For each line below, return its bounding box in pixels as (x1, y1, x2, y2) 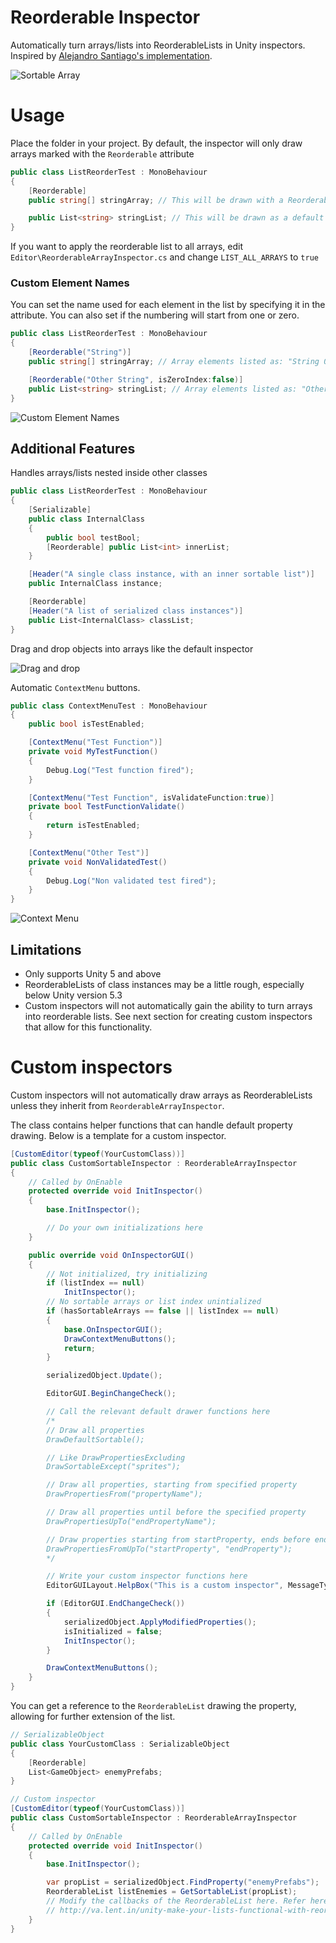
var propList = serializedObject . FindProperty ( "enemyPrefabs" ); (46, 1877, 320, 1888)
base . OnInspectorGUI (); (63, 1324, 163, 1335)
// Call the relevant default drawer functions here (46, 1407, 271, 1417)
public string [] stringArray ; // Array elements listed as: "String (28, 357, 320, 367)
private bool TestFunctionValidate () (28, 802, 186, 812)
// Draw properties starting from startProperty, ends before (46, 1534, 311, 1545)
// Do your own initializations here (46, 1223, 203, 1233)
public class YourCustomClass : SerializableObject (10, 1739, 230, 1749)
